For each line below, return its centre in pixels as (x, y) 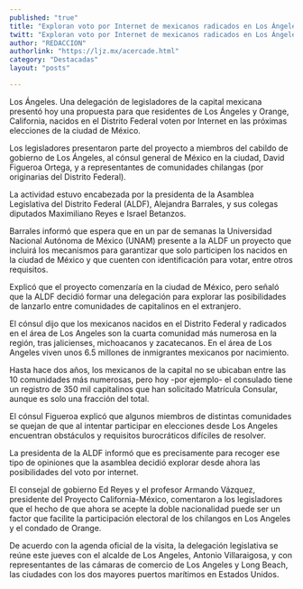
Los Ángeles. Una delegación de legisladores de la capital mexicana (136, 101)
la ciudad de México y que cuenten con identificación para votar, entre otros (151, 259)
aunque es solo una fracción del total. (79, 398)
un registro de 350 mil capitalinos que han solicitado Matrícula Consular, (143, 388)
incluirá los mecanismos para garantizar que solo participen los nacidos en (148, 250)
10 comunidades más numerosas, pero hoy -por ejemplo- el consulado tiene (151, 379)
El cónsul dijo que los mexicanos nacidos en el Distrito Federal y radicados (148, 323)
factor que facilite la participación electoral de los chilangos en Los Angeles (150, 518)
